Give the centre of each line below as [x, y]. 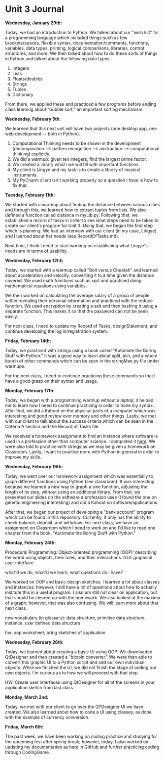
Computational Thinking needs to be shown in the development [77, 143]
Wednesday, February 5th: [33, 119]
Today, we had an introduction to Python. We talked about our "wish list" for [82, 32]
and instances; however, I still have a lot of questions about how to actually [81, 587]
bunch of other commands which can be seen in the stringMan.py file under [82, 361]
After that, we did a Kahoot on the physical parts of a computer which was [81, 410]
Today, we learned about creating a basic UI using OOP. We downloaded [79, 652]
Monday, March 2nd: [27, 697]
